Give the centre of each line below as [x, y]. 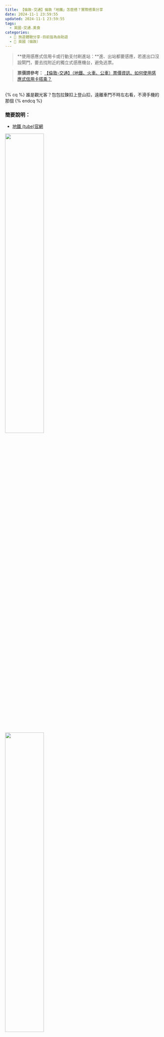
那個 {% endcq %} [24, 101]
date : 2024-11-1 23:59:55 [31, 14]
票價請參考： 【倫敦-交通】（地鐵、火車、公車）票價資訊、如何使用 [84, 73]
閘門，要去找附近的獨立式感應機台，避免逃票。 [69, 62]
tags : [11, 23]
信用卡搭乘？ [39, 79]
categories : [17, 32]
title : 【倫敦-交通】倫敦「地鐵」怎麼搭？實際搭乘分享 [54, 10]
